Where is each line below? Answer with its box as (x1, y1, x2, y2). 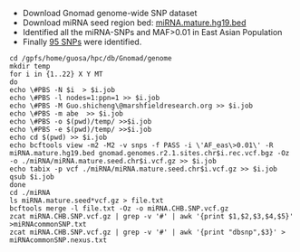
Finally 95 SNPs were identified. (22, 36, 142, 47)
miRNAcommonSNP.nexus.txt (9, 236, 107, 245)
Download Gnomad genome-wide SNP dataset (22, 8, 198, 18)
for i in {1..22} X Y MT (9, 70, 103, 79)
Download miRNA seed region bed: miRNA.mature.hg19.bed (22, 17, 247, 28)
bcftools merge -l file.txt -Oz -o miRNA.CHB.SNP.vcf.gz (9, 204, 229, 213)
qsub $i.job (9, 173, 54, 182)
